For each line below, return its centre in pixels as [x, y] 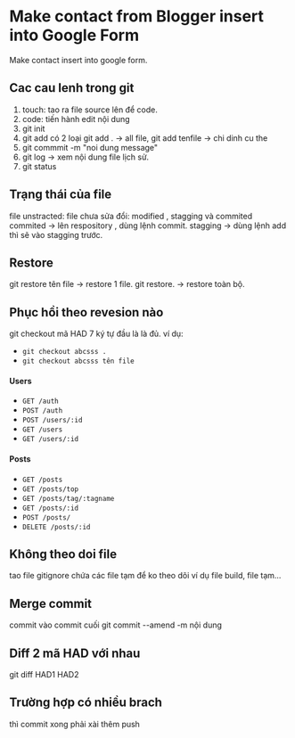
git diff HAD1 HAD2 [44, 675]
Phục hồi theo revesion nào [86, 312]
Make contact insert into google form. [78, 60]
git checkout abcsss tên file [78, 361]
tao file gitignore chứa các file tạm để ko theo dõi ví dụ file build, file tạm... [145, 576]
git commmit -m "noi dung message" [90, 147]
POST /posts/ [46, 517]
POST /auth [42, 411]
